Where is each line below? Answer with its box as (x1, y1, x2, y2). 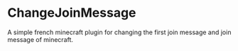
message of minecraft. (7, 35, 73, 43)
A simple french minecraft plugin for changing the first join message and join (7, 28, 232, 36)
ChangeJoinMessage (7, 5, 136, 21)
